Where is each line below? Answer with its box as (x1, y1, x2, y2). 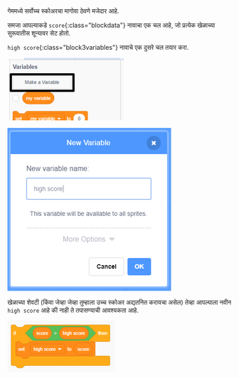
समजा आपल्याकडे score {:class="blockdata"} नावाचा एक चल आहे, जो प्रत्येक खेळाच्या (7, 21, 216, 29)
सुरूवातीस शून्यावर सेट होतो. (7, 29, 71, 37)
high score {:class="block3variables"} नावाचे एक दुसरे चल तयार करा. (7, 43, 189, 51)
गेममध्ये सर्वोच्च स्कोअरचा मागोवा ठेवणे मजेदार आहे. (7, 7, 119, 15)
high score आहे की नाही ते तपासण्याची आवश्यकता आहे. (7, 306, 139, 314)
